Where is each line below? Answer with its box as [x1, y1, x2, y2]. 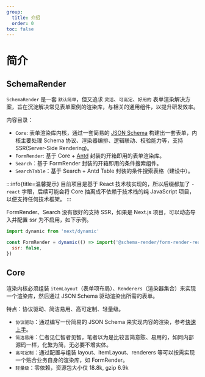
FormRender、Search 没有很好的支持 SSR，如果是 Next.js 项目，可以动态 [6, 209, 190, 216]
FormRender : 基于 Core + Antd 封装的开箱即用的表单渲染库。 [15, 152, 165, 159]
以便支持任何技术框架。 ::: [6, 196, 72, 203]
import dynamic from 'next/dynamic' [6, 228, 99, 235]
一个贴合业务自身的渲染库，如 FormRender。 [15, 356, 128, 364]
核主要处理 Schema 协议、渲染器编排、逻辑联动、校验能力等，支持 [15, 137, 184, 144]
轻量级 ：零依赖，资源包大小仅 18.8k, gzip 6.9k [15, 364, 129, 371]
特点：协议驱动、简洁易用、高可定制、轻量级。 [6, 305, 124, 312]
